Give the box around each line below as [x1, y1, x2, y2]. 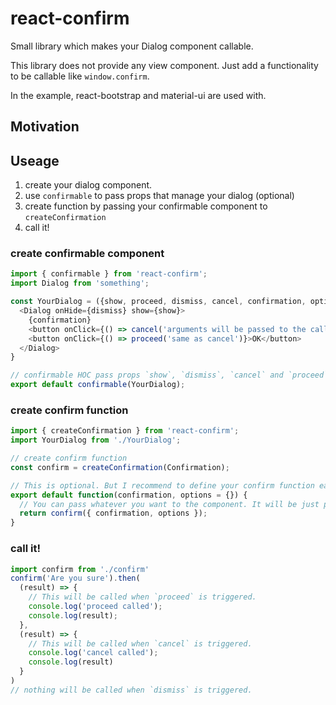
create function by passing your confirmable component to [24, 200, 268, 212]
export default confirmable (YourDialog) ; [10, 380, 186, 390]
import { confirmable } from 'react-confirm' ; [10, 269, 208, 279]
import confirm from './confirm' [10, 564, 150, 574]
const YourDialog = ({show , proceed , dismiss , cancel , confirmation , [10, 297, 307, 307]
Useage [10, 152, 60, 169]
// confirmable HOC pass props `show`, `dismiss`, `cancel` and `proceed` [10, 370, 329, 381]
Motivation [10, 118, 80, 136]
